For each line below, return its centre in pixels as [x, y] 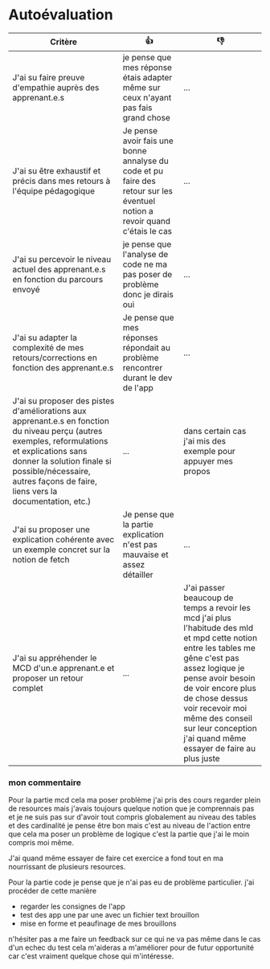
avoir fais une [148, 141]
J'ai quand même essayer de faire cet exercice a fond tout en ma [116, 858]
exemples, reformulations [60, 441]
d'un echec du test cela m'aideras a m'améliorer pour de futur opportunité [131, 948]
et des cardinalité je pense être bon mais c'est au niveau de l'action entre [129, 826]
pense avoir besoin [219, 678]
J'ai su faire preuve [49, 77]
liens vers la [35, 491]
